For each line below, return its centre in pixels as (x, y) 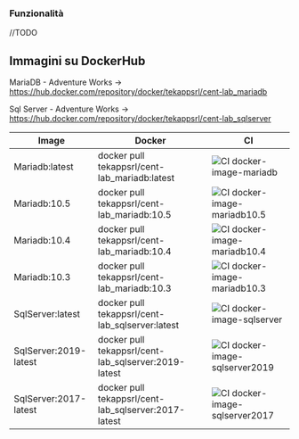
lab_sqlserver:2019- (141, 362)
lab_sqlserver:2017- (141, 410)
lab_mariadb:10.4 (134, 252)
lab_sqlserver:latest (138, 326)
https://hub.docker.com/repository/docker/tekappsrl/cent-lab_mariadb (138, 92)
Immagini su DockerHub (77, 61)
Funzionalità (36, 13)
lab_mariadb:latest (136, 178)
